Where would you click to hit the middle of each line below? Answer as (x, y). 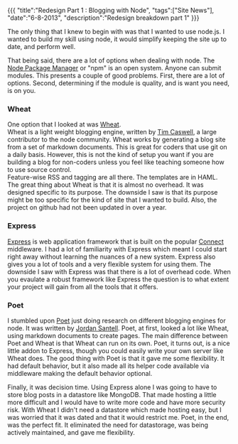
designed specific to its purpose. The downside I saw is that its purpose (113, 193)
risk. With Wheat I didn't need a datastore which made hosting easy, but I (114, 410)
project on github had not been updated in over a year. (87, 207)
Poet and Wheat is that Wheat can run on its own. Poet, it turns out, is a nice (119, 343)
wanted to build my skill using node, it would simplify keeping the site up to (117, 39)
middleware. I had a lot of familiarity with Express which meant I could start (117, 249)
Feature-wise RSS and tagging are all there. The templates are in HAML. (113, 178)
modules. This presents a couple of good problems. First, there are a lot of (116, 75)
